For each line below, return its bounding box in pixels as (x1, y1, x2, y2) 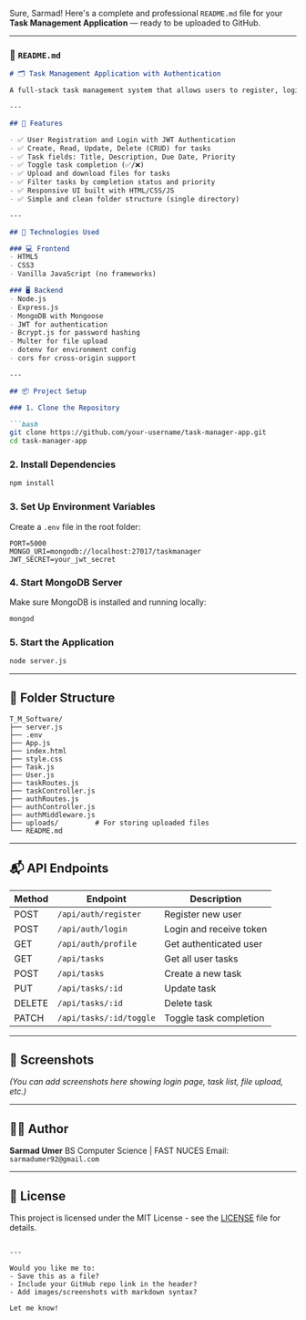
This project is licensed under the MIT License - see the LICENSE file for (9, 1212, 280, 1223)
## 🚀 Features (9, 119, 64, 128)
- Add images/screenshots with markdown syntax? (9, 1288, 198, 1297)
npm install (9, 479, 55, 488)
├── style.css (9, 754, 64, 764)
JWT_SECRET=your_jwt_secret (9, 555, 117, 564)
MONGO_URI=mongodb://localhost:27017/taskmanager (9, 546, 202, 556)
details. (9, 1222, 37, 1233)
